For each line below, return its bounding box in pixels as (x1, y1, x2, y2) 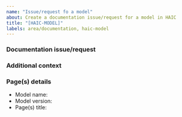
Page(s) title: (14, 104, 47, 111)
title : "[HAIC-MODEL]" (6, 20, 63, 26)
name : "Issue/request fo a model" (6, 8, 93, 15)
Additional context (6, 61, 62, 70)
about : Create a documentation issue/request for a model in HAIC (6, 14, 177, 20)
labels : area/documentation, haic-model (6, 25, 110, 32)
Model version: (14, 97, 52, 105)
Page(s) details (6, 77, 51, 86)
